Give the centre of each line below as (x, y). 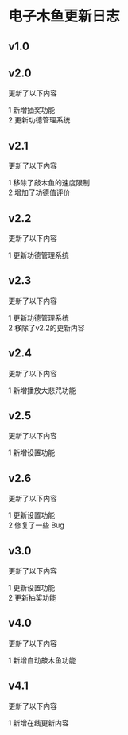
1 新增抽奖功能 (32, 110)
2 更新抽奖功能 (33, 598)
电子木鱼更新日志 (64, 16)
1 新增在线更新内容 (39, 723)
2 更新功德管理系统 (39, 120)
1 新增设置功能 (32, 453)
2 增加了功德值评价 (39, 192)
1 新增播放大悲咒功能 (42, 390)
